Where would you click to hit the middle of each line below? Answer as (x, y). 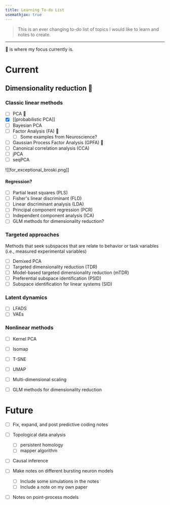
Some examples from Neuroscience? (59, 137)
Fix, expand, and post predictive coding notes (60, 425)
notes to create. (34, 35)
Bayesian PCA (27, 125)
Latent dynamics (26, 297)
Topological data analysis (39, 435)
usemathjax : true (24, 15)
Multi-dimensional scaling (39, 380)
